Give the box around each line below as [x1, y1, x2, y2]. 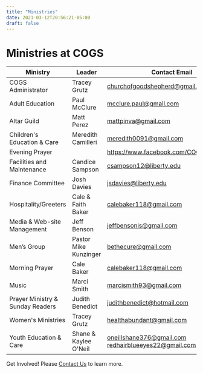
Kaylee [72, 337, 92, 346]
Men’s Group [9, 243, 46, 251]
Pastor [72, 235, 91, 243]
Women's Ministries [9, 316, 66, 325]
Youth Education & [9, 334, 62, 342]
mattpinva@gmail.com [106, 117, 171, 125]
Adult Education [9, 99, 55, 108]
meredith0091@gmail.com [106, 134, 184, 143]
